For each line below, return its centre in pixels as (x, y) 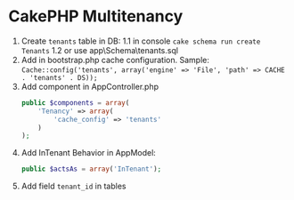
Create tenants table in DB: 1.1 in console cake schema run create (141, 41)
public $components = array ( (75, 103)
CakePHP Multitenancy (96, 16)
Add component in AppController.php (90, 86)
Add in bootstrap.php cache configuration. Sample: (115, 60)
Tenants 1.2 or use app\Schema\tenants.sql (100, 50)
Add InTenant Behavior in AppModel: (89, 153)
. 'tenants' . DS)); (59, 77)
